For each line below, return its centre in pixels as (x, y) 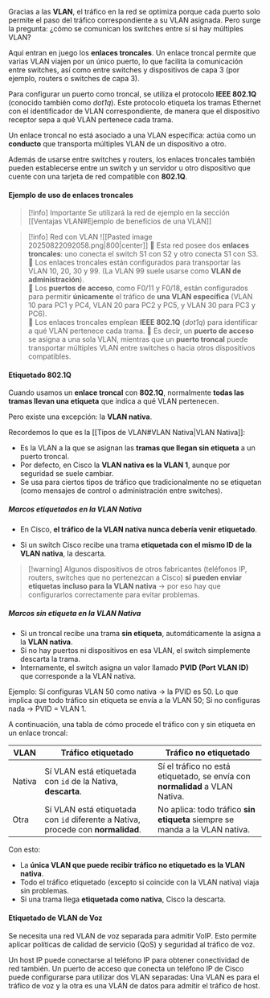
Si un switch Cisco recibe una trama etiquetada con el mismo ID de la (136, 545)
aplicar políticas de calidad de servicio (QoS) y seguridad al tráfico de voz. (132, 944)
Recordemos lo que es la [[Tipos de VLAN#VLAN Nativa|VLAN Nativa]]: (127, 433)
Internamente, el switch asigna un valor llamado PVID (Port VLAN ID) (134, 667)
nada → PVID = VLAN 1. (47, 709)
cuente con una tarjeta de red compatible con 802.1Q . (98, 177)
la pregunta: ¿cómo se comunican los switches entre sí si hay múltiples (126, 29)
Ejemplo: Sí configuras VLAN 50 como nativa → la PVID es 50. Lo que (123, 692)
